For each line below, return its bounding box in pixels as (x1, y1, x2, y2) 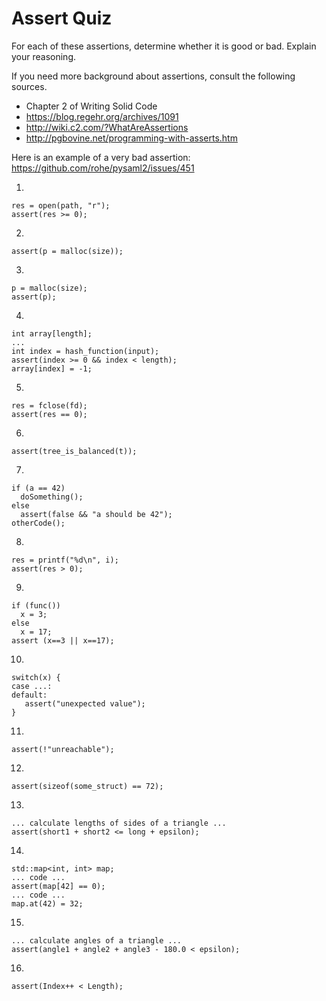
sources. (11, 80, 48, 92)
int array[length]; (11, 328, 93, 339)
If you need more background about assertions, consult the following (11, 70, 296, 82)
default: (11, 690, 48, 700)
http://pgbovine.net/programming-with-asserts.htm (25, 132, 238, 144)
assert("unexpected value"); (24, 698, 146, 709)
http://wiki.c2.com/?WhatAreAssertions (25, 121, 189, 133)
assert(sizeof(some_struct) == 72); (11, 781, 164, 791)
